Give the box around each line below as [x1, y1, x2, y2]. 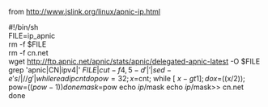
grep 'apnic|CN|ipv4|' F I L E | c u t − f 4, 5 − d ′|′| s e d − [8, 65, 172, 75]
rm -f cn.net [8, 48, 49, 57]
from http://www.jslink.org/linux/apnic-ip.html [8, 7, 161, 16]
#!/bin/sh [8, 23, 39, 31]
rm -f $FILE [8, 39, 47, 49]
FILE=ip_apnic [8, 31, 56, 40]
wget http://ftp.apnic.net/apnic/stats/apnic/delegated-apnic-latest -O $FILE [8, 56, 261, 66]
